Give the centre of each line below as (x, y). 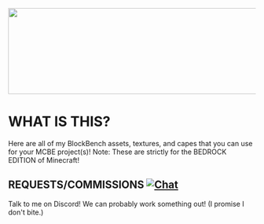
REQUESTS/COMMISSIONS (76, 185)
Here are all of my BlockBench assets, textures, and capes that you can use (130, 143)
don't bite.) (26, 212)
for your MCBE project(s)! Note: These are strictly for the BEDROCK (117, 152)
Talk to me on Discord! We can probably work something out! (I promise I (126, 204)
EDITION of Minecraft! (44, 160)
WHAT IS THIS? (60, 122)
